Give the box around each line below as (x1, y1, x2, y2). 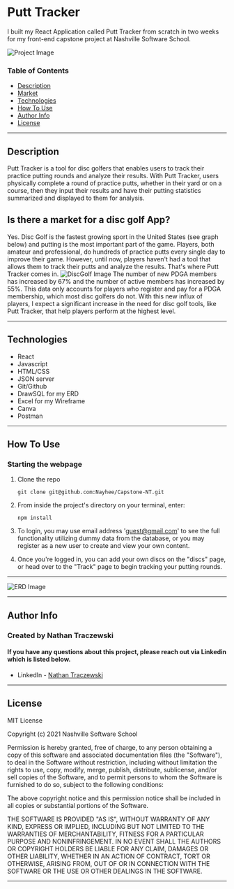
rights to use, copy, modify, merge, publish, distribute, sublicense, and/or (7, 765, 217, 774)
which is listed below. (7, 655, 71, 664)
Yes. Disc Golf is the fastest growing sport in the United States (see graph (7, 232, 219, 241)
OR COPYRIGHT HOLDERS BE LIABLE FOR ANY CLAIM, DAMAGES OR (7, 844, 209, 853)
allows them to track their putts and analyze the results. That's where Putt (7, 262, 219, 270)
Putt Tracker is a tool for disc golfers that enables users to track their (7, 164, 205, 173)
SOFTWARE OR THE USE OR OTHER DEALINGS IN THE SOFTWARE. (7, 867, 203, 875)
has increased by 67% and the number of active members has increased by (7, 277, 225, 285)
